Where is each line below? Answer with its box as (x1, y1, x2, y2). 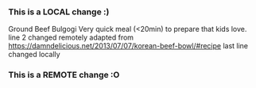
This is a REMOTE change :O (8, 70, 120, 81)
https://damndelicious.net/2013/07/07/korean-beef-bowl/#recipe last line (8, 41, 249, 51)
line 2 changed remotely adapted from (8, 33, 134, 42)
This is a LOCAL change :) (8, 6, 110, 17)
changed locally (8, 50, 61, 59)
